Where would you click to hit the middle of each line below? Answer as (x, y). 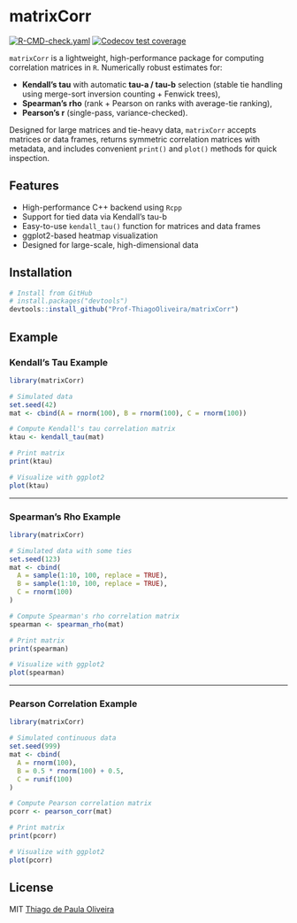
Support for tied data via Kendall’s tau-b (95, 216)
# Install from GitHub (51, 293)
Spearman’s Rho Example (65, 517)
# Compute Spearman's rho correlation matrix (94, 616)
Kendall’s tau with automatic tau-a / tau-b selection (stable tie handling (152, 84)
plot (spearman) (37, 673)
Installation (41, 273)
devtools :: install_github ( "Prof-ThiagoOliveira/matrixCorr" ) (124, 310)
